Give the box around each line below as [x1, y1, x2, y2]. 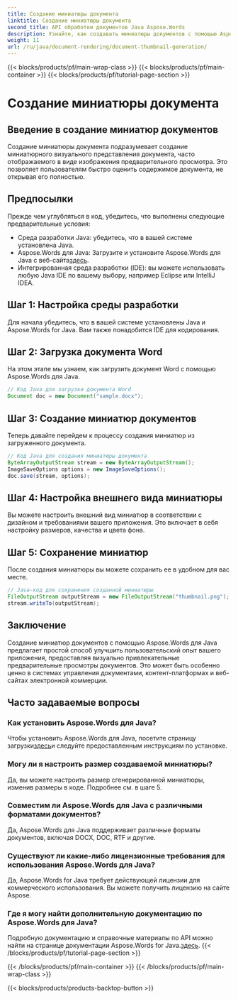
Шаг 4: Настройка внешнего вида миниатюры [7, 491, 223, 504]
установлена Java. [17, 241, 74, 249]
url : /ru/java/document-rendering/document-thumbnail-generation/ [7, 43, 208, 50]
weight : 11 [7, 37, 40, 44]
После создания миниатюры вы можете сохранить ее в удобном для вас [7, 565, 230, 574]
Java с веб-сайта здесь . [17, 256, 89, 264]
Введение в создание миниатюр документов [7, 124, 218, 136]
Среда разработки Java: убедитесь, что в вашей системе [17, 233, 193, 241]
